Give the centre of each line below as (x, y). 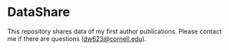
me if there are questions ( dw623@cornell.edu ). (77, 38)
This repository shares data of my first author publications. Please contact (115, 31)
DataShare (39, 12)
